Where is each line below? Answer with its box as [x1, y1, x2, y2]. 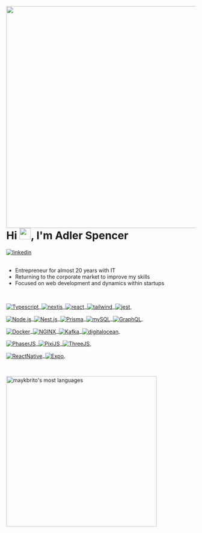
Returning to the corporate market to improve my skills [14, 273, 150, 280]
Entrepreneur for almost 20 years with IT [14, 266, 116, 274]
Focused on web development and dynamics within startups [14, 279, 165, 286]
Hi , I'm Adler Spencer [6, 229, 129, 242]
